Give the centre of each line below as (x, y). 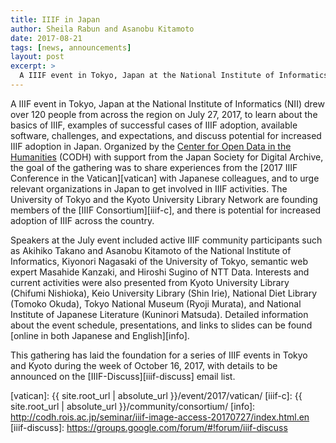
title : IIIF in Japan (55, 19)
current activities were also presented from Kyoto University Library (150, 282)
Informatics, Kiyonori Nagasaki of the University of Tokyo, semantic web (159, 261)
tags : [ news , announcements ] (71, 47)
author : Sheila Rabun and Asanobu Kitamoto (102, 29)
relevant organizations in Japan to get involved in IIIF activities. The (149, 188)
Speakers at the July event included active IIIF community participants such (166, 240)
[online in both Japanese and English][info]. (100, 335)
